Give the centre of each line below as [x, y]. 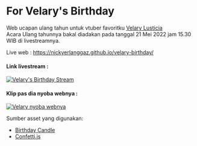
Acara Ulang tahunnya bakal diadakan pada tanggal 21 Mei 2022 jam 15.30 [99, 34]
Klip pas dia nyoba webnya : [42, 93]
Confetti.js [28, 136]
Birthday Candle [35, 130]
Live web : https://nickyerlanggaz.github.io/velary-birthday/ [80, 52]
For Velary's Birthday [60, 11]
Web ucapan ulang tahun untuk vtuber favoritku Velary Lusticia [84, 28]
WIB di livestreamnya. [33, 40]
